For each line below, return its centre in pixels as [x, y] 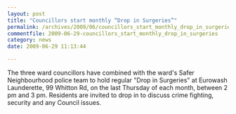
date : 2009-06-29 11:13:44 [47, 46]
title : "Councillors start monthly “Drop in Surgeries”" [92, 20]
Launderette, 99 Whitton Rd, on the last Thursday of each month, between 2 [118, 88]
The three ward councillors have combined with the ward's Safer [101, 72]
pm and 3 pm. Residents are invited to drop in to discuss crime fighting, [111, 95]
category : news [29, 40]
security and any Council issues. [54, 102]
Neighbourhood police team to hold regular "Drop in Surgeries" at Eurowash [118, 80]
